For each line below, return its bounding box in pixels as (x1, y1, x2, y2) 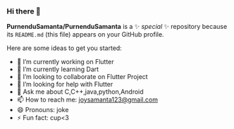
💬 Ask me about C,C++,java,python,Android (16, 87, 144, 96)
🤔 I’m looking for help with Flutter (16, 80, 113, 89)
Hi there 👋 (6, 6, 42, 16)
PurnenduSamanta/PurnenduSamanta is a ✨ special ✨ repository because (6, 23, 228, 31)
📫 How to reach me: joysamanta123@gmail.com (16, 95, 158, 104)
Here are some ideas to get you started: (6, 44, 123, 52)
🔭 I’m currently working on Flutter (16, 58, 114, 66)
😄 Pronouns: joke (16, 106, 69, 114)
